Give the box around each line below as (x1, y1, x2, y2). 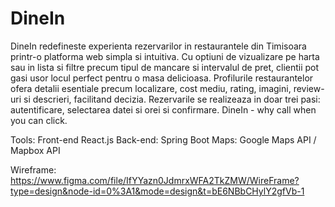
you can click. (10, 114, 68, 126)
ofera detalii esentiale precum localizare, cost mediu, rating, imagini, (10, 82, 292, 94)
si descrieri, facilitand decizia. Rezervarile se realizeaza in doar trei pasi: (23, 93, 321, 105)
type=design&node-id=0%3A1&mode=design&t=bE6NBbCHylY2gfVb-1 (10, 185, 305, 197)
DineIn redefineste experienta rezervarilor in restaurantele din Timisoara (10, 40, 307, 52)
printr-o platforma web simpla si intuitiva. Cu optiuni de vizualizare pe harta (10, 50, 320, 62)
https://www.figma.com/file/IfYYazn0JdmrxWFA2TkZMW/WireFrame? (10, 174, 300, 186)
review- (293, 82, 325, 94)
